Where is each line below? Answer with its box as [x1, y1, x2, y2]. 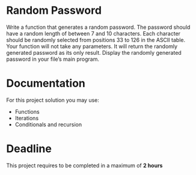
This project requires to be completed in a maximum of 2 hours [6, 162, 163, 169]
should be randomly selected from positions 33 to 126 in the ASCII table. [6, 36, 185, 43]
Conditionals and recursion [14, 121, 82, 128]
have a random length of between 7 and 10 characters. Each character [6, 29, 181, 37]
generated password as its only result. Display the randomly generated [6, 49, 182, 56]
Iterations [14, 114, 39, 121]
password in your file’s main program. [6, 55, 100, 63]
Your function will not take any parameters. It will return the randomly [6, 43, 178, 50]
